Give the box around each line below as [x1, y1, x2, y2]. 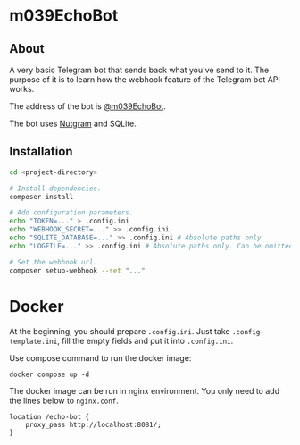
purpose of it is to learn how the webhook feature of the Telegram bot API [9, 74, 281, 85]
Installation [9, 144, 73, 159]
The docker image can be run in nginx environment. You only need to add [9, 385, 279, 396]
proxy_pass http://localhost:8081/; [25, 420, 162, 429]
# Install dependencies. [9, 184, 102, 193]
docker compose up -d [9, 370, 90, 379]
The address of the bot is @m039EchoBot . [9, 101, 167, 112]
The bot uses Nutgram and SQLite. [9, 118, 137, 129]
